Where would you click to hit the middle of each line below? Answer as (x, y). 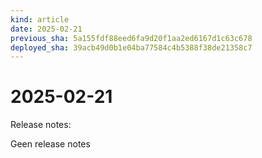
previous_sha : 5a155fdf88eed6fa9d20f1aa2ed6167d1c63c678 (131, 38)
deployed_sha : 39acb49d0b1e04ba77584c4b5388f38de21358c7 (131, 47)
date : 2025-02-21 (46, 29)
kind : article (40, 19)
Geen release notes (50, 144)
